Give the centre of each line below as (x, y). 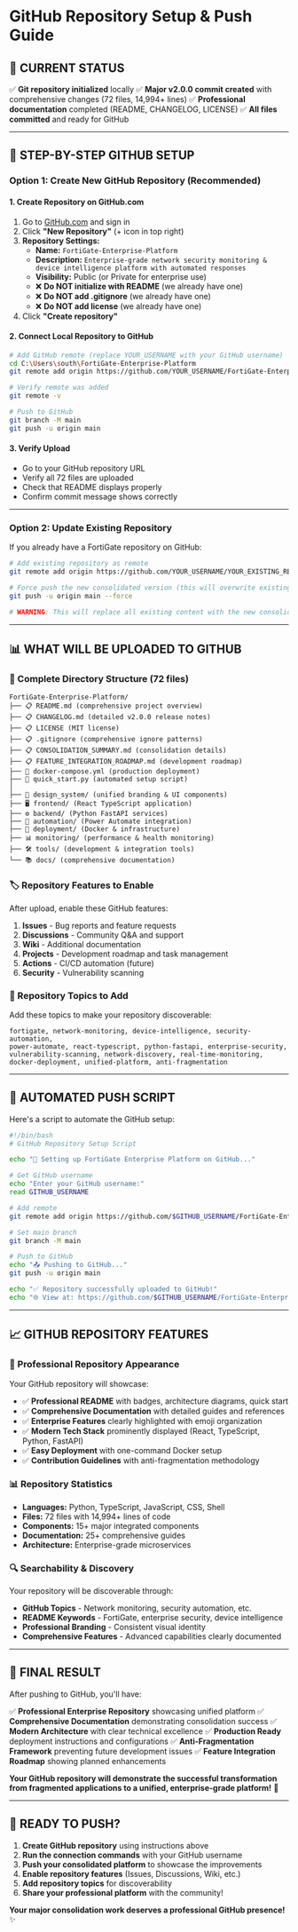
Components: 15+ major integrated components (110, 1525)
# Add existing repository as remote (79, 564)
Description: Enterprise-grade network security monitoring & (151, 259)
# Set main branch (43, 1232)
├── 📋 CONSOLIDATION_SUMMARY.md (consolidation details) (118, 751)
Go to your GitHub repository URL (83, 468)
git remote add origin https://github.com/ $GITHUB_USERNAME (123, 1216)
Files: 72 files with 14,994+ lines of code (96, 1516)
